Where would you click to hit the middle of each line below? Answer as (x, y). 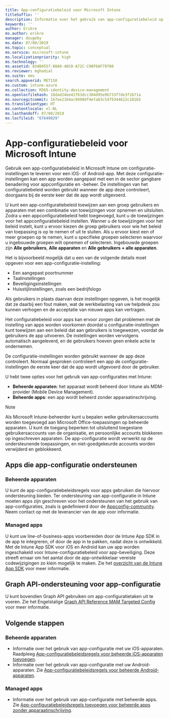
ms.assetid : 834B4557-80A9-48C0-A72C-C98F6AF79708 (60, 66)
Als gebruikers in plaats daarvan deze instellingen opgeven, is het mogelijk (83, 299)
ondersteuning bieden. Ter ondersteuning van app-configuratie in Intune (80, 496)
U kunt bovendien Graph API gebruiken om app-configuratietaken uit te (79, 596)
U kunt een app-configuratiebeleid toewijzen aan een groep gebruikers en (82, 205)
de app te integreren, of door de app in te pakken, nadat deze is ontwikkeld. (84, 541)
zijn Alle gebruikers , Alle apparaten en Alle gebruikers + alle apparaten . (81, 248)
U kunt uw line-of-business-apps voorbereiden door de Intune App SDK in (82, 536)
